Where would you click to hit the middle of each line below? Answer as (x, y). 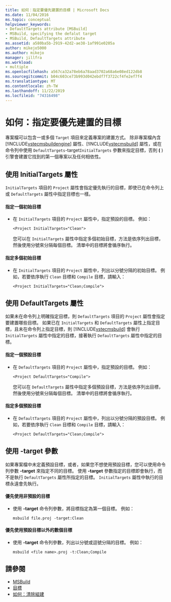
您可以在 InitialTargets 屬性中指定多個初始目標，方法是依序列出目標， (88, 239)
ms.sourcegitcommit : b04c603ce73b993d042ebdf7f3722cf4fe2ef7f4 (74, 77)
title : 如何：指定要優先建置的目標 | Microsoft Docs (57, 10)
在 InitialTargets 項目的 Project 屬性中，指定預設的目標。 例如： (82, 219)
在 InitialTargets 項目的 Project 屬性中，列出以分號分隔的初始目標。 (86, 270)
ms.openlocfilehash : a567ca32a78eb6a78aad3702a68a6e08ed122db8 (74, 72)
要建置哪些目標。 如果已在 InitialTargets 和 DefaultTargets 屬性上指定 (81, 323)
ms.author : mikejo (25, 53)
